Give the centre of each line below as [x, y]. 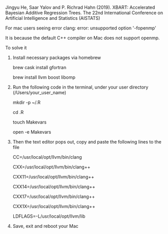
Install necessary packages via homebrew [57, 57]
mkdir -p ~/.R [26, 102]
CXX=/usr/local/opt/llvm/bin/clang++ [51, 167]
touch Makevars [30, 122]
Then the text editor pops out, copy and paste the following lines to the [87, 142]
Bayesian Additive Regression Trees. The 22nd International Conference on [84, 13]
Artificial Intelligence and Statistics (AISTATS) [53, 18]
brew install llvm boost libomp [44, 77]
